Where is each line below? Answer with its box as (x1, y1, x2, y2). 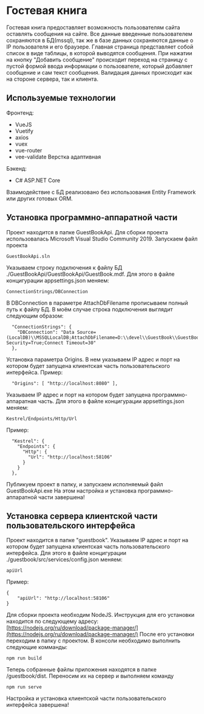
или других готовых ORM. (6, 195, 73, 202)
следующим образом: (6, 312, 64, 319)
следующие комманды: (6, 644, 68, 651)
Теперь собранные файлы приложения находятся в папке (6, 666, 157, 673)
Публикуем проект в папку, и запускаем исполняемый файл (6, 480, 163, 488)
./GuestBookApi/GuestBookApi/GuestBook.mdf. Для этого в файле (6, 270, 175, 277)
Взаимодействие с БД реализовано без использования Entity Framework (6, 188, 196, 195)
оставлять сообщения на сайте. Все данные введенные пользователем (6, 30, 192, 37)
